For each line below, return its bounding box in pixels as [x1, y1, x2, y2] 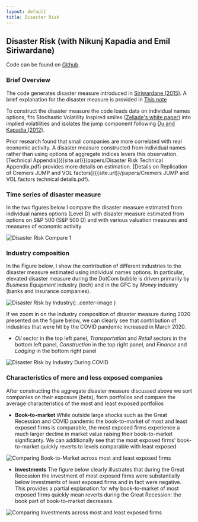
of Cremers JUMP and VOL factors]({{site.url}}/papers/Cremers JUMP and [6, 169, 189, 176]
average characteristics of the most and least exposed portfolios [6, 400, 164, 407]
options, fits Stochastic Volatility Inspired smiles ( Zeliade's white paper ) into [6, 113, 191, 120]
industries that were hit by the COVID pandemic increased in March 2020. [6, 323, 187, 330]
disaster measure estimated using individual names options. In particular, [6, 269, 184, 276]
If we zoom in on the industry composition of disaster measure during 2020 [6, 311, 191, 318]
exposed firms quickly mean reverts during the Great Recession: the [14, 491, 182, 498]
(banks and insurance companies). [6, 288, 91, 295]
